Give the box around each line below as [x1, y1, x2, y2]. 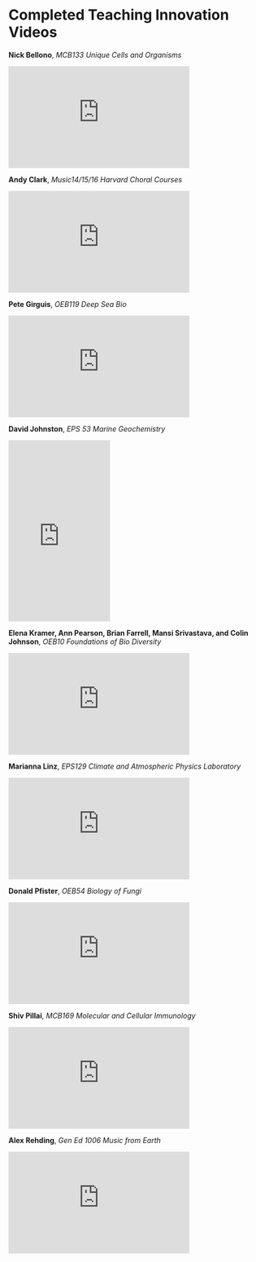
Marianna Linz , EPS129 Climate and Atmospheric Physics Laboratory [8, 761, 241, 771]
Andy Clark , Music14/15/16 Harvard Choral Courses [8, 174, 183, 184]
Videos [8, 23, 58, 42]
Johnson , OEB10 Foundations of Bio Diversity [8, 637, 162, 646]
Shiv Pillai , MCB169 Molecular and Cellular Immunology [8, 1010, 197, 1020]
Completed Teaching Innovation [8, 6, 229, 24]
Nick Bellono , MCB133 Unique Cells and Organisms [8, 50, 182, 59]
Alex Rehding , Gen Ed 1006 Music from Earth [8, 1135, 161, 1145]
